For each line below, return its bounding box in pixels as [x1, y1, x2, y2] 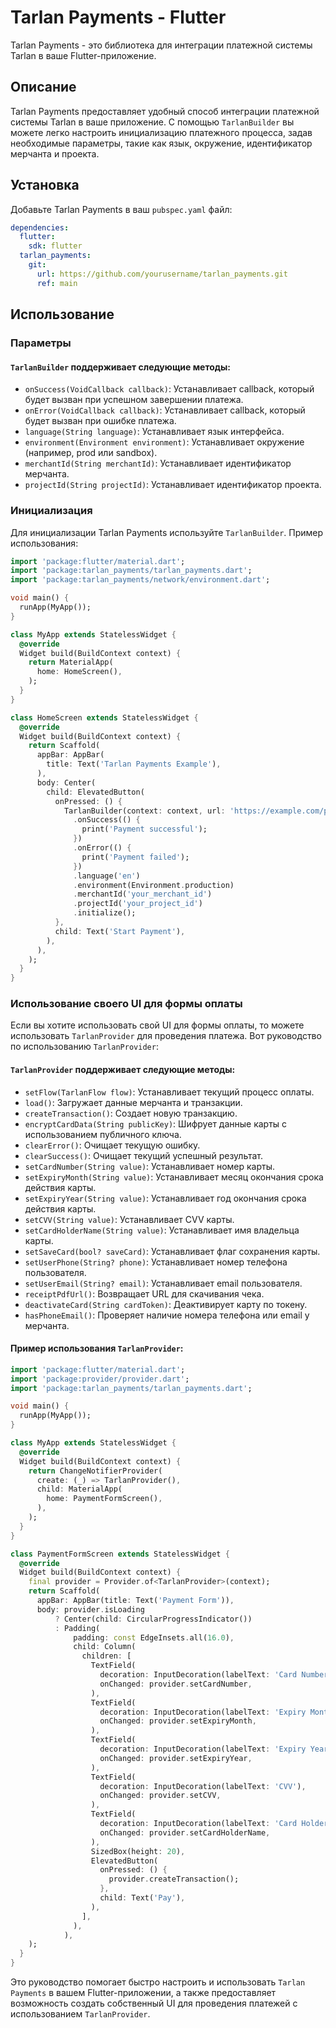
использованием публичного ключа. [24, 1128, 182, 1140]
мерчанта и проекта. [10, 147, 100, 160]
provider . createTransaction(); [108, 1874, 240, 1885]
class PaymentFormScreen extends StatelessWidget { [10, 1549, 230, 1559]
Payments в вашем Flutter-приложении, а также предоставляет [10, 1987, 277, 1999]
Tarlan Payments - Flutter [10, 6, 227, 29]
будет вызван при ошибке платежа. [24, 415, 177, 427]
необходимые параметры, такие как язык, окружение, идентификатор [10, 137, 313, 149]
